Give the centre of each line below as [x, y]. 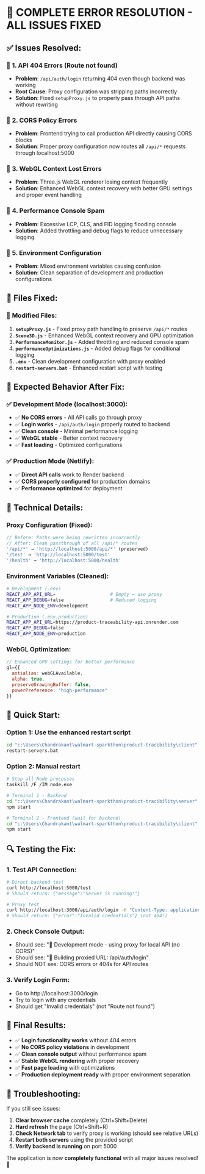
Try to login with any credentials [56, 1000]
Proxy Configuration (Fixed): [49, 525]
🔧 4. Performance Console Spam [56, 211]
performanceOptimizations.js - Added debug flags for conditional [98, 348]
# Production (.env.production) [47, 617]
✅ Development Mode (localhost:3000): [67, 404]
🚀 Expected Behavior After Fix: [66, 387]
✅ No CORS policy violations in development [72, 1047]
